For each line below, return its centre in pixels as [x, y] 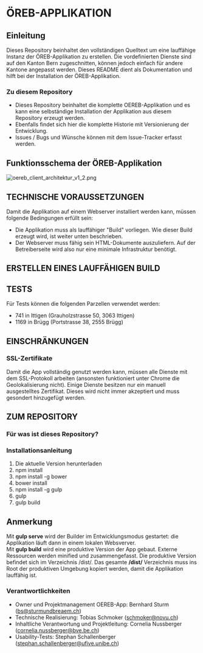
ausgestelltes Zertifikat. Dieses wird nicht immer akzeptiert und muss [93, 391]
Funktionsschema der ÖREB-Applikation [84, 163]
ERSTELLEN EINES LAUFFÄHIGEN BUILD [83, 268]
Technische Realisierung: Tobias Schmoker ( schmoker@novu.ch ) [97, 617]
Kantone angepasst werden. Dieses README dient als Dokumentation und [99, 69]
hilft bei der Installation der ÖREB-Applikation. [64, 76]
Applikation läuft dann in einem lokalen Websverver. [71, 543]
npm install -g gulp [39, 490]
